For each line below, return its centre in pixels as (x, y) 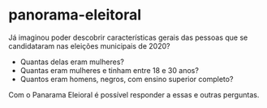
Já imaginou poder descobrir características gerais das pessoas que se (128, 37)
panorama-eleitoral (75, 15)
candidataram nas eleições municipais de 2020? (89, 45)
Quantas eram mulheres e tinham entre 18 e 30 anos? (109, 70)
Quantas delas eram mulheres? (72, 62)
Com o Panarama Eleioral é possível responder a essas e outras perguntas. (134, 94)
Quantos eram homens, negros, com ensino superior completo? (127, 79)
